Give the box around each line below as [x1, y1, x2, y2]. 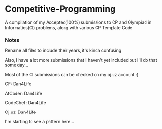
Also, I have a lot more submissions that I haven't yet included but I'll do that [5, 57, 157, 63]
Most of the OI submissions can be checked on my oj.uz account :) [5, 72, 139, 78]
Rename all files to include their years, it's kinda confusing [5, 48, 122, 54]
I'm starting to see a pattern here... [5, 119, 74, 125]
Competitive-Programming [5, 3, 116, 15]
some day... [5, 62, 28, 68]
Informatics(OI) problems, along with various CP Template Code [5, 24, 133, 30]
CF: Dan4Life [5, 81, 32, 87]
